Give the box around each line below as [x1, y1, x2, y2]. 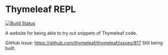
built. [5, 45, 16, 51]
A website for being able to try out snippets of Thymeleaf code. [5, 30, 138, 36]
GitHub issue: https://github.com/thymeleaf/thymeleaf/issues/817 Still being [5, 39, 163, 46]
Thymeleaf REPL [5, 4, 76, 15]
